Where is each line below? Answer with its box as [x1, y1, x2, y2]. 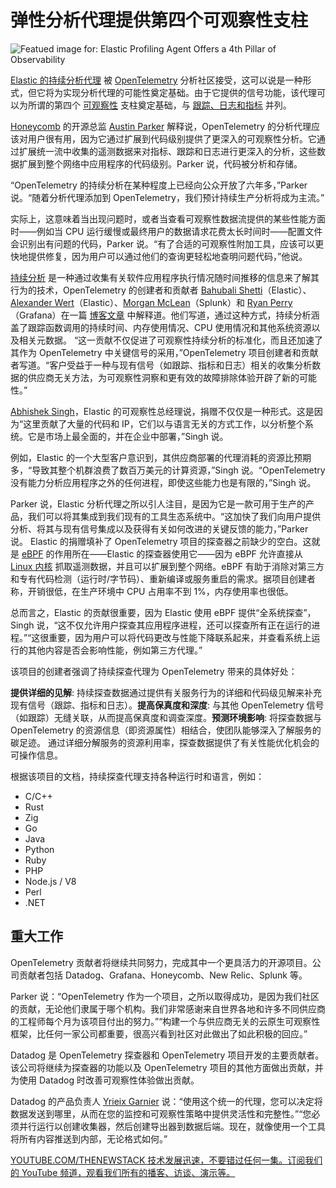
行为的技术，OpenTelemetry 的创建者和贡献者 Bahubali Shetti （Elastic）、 [10, 284, 312, 296]
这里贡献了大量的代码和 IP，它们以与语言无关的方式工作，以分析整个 [23, 417, 305, 430]
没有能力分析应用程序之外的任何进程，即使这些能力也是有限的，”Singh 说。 [10, 476, 317, 488]
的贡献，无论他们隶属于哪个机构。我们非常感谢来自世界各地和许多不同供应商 [10, 1002, 326, 1015]
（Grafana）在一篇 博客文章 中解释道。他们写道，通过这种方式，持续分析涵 [10, 309, 320, 321]
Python [24, 843, 55, 855]
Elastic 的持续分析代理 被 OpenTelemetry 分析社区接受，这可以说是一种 [10, 74, 303, 86]
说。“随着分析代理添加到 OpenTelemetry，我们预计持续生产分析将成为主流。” [10, 191, 325, 203]
